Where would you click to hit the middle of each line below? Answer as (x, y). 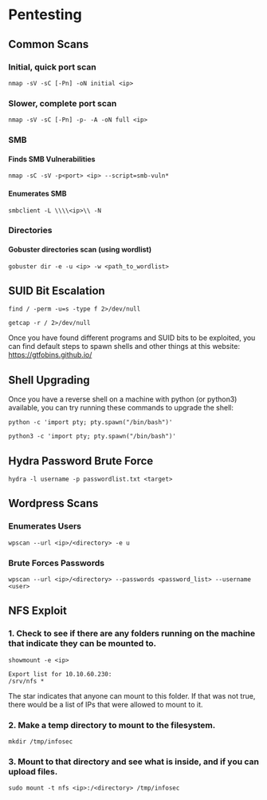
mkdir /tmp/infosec (41, 742)
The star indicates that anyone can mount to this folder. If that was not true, (132, 695)
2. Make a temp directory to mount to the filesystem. (112, 725)
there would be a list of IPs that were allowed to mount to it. (106, 704)
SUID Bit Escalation (57, 291)
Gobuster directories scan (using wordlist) (80, 250)
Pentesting (45, 15)
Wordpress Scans (53, 503)
